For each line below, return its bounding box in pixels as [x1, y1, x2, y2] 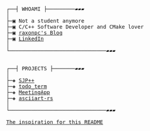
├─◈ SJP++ [6, 77, 34, 83]
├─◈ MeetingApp [6, 89, 50, 95]
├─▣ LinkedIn [6, 36, 44, 42]
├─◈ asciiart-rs [6, 95, 53, 101]
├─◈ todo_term [6, 83, 47, 89]
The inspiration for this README [6, 119, 104, 125]
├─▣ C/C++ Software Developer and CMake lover [6, 24, 144, 30]
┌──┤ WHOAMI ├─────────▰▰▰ [6, 6, 85, 12]
